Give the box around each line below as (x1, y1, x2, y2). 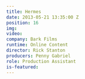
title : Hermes (6, 8, 42, 15)
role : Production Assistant (6, 58, 77, 64)
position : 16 (6, 20, 39, 26)
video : (6, 31, 23, 37)
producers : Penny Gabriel (6, 53, 71, 59)
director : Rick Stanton (6, 48, 66, 53)
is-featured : (6, 64, 39, 70)
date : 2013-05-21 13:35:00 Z (6, 14, 79, 20)
